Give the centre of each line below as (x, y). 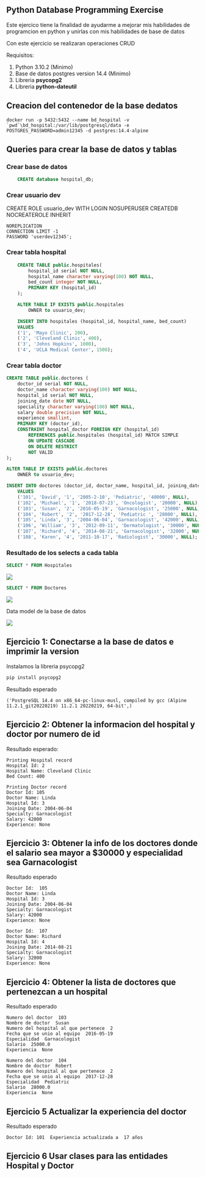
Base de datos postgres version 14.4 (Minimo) (73, 74)
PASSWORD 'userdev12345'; (39, 237)
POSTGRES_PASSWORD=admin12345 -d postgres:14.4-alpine (77, 131)
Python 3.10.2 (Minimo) (44, 67)
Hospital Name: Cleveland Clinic (49, 771)
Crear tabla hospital (36, 252)
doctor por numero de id (53, 734)
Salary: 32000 (24, 958)
